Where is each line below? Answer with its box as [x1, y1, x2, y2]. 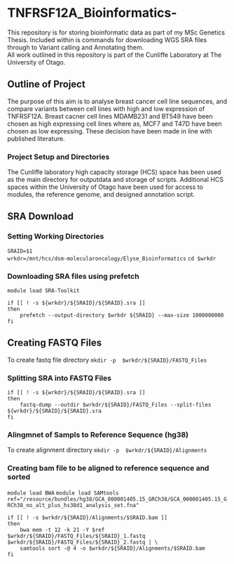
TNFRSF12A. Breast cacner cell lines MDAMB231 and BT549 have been [7, 112, 213, 120]
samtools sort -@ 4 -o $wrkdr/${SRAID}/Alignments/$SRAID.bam [20, 544, 205, 552]
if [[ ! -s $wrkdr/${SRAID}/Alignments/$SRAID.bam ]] [7, 514, 168, 521]
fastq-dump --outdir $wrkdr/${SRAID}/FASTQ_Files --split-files [20, 402, 212, 409]
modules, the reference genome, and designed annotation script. [7, 190, 195, 199]
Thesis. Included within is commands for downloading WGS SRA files [7, 35, 207, 44]
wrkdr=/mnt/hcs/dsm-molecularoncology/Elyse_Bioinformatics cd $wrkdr [7, 255, 216, 262]
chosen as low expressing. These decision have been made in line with [7, 126, 212, 135]
